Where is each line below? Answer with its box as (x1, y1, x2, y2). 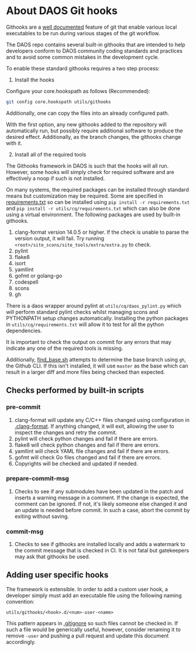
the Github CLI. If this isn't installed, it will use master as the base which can (6, 362, 188, 369)
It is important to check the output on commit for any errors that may (6, 338, 171, 345)
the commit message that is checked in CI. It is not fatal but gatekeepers (14, 547, 189, 554)
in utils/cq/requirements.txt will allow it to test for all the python (6, 321, 164, 328)
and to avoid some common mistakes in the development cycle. (6, 53, 160, 60)
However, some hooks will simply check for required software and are (6, 168, 174, 175)
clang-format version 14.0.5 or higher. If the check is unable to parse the (14, 229, 189, 236)
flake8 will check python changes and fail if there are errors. (14, 441, 160, 448)
